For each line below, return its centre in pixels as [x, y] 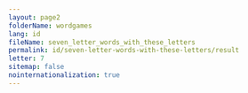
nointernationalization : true [64, 75]
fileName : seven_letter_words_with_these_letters [102, 42]
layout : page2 [35, 17]
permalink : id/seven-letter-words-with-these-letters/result [124, 50]
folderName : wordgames [50, 26]
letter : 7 [27, 58]
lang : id [24, 34]
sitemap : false [36, 67]
